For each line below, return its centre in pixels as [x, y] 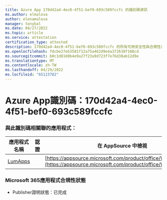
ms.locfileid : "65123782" [32, 75]
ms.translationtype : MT [30, 61]
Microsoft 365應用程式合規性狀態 [45, 181]
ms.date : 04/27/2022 [27, 28]
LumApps [19, 161]
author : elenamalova [27, 19]
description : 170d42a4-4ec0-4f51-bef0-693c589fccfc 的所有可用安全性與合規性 [83, 47]
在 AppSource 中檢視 [122, 146]
